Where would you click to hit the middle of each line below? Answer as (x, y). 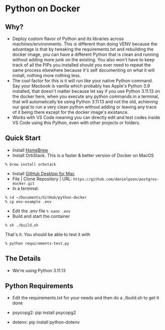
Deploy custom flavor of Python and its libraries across (68, 39)
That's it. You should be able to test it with (48, 234)
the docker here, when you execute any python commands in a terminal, (85, 96)
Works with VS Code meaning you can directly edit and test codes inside (86, 117)
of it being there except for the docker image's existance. (70, 112)
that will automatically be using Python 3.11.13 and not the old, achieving (85, 102)
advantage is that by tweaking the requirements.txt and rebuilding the (83, 49)
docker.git (23, 183)
